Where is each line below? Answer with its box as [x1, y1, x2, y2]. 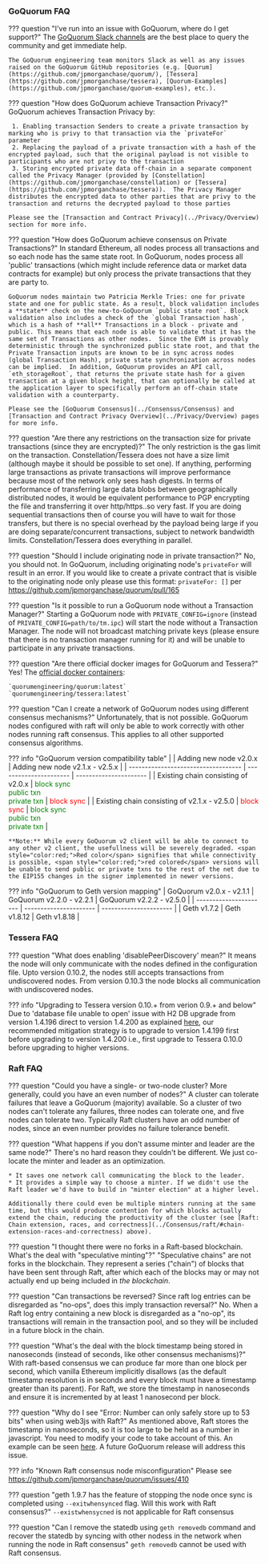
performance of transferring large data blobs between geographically [8, 484, 238, 494]
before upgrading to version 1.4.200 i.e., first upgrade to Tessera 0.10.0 [8, 1034, 243, 1043]
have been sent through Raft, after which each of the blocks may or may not [8, 1267, 259, 1277]
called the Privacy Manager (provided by [8, 172, 149, 180]
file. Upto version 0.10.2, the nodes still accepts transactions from [8, 967, 224, 977]
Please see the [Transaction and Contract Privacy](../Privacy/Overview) [8, 214, 260, 222]
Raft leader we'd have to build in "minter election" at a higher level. [8, 1185, 260, 1193]
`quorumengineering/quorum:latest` [8, 683, 127, 691]
